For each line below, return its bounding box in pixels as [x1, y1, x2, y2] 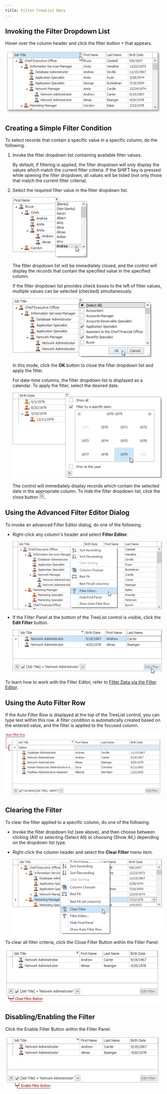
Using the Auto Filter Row [5, 698, 86, 707]
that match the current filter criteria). [12, 177, 87, 184]
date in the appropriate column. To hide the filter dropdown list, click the [12, 488, 161, 494]
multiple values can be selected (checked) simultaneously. [12, 288, 133, 294]
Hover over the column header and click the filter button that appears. [5, 40, 153, 46]
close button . [12, 494, 46, 500]
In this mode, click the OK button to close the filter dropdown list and [12, 362, 154, 368]
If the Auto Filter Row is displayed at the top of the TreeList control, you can [5, 712, 160, 718]
